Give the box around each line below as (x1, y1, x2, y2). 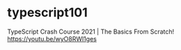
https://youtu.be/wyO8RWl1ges (7, 34, 97, 42)
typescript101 (7, 5, 88, 21)
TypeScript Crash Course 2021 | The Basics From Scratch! (7, 27, 175, 36)
